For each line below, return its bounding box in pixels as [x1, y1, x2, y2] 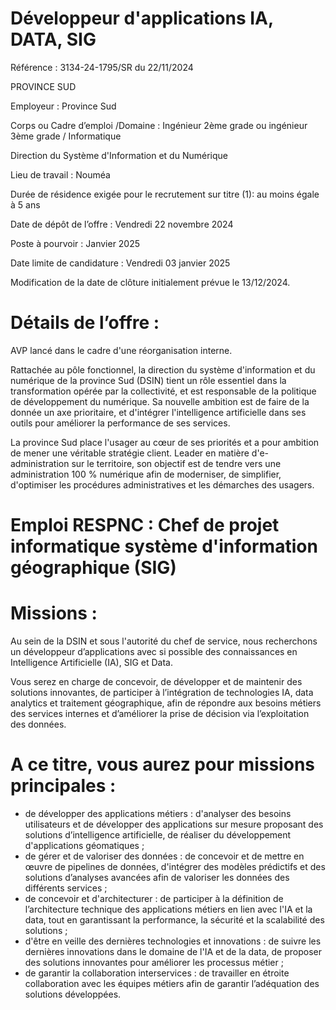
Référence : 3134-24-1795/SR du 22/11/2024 [10, 61, 194, 73]
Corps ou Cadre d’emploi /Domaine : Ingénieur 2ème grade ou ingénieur [10, 119, 308, 131]
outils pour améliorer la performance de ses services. [10, 417, 231, 429]
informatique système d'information [10, 535, 318, 558]
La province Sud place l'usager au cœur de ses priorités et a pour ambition [10, 436, 320, 448]
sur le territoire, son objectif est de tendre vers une [71, 457, 282, 469]
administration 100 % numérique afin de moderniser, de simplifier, [10, 468, 282, 480]
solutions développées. [24, 988, 122, 1000]
